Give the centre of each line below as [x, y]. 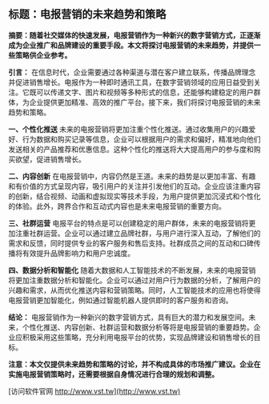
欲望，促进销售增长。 [50, 159]
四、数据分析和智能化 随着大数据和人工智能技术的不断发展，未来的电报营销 [132, 270]
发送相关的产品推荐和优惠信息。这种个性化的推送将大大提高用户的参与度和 [131, 149]
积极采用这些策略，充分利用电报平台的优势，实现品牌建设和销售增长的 [138, 337]
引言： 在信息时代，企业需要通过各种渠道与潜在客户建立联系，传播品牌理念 [132, 72]
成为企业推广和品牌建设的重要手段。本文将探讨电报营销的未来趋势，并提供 [131, 45]
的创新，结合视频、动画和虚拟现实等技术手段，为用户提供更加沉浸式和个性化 [134, 196]
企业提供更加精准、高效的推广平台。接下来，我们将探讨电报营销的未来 [145, 102]
